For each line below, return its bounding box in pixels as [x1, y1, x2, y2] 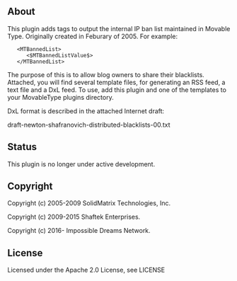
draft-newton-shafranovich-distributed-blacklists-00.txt [7, 120, 171, 129]
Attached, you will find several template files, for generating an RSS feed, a [7, 78, 226, 86]
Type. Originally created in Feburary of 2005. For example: [7, 32, 178, 40]
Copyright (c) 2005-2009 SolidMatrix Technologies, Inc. [7, 199, 171, 207]
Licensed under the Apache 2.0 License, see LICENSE [7, 265, 166, 275]
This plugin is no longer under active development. [7, 159, 156, 168]
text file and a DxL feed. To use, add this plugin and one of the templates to [7, 85, 226, 94]
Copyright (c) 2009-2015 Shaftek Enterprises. [7, 212, 141, 222]
